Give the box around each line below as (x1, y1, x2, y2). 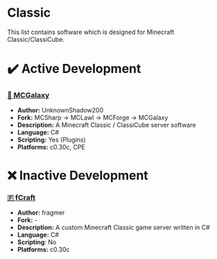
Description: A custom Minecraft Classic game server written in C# (17, 223, 210, 231)
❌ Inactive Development (7, 167, 149, 183)
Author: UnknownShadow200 (17, 106, 104, 115)
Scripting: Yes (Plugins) (17, 135, 87, 144)
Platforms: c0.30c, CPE (17, 143, 85, 151)
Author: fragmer (17, 208, 65, 217)
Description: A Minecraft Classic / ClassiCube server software (17, 121, 196, 129)
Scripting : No (17, 237, 57, 246)
